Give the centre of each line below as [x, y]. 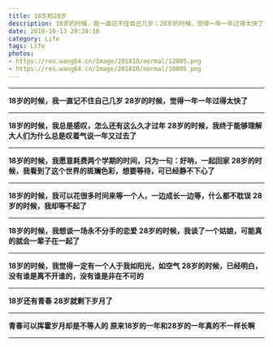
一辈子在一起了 [54, 241]
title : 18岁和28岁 [38, 16]
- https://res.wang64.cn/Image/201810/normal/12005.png [105, 62]
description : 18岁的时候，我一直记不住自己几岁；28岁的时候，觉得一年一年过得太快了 [136, 24]
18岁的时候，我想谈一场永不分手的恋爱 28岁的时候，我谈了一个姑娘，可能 [132, 230]
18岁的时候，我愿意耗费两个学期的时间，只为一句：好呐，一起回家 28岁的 [132, 160]
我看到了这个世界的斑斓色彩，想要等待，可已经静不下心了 [119, 171]
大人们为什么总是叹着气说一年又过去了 [72, 136]
